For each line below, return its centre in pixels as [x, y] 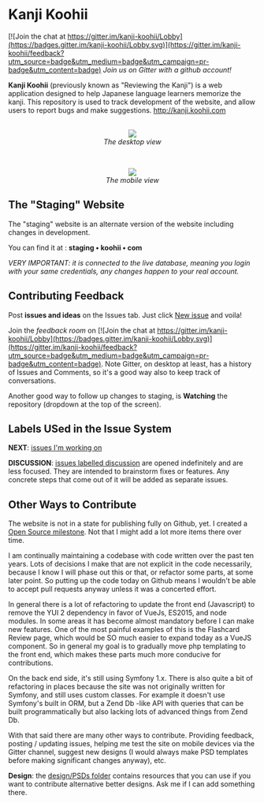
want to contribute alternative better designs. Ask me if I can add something [132, 784]
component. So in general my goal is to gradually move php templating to [127, 646]
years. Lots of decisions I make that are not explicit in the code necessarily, [130, 564]
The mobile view [132, 180]
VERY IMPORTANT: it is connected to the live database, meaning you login [129, 262]
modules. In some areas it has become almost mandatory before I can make [131, 621]
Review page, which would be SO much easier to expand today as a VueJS [130, 638]
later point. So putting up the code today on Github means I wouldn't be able [132, 581]
